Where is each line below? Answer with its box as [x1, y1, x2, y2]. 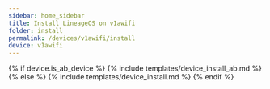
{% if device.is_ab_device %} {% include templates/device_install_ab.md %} [8, 63, 263, 73]
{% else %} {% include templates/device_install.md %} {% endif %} [8, 72, 234, 82]
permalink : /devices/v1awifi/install [8, 34, 136, 42]
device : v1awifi [8, 42, 63, 50]
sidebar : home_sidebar [8, 11, 85, 20]
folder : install [8, 26, 63, 34]
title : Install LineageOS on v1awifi [8, 19, 136, 27]
